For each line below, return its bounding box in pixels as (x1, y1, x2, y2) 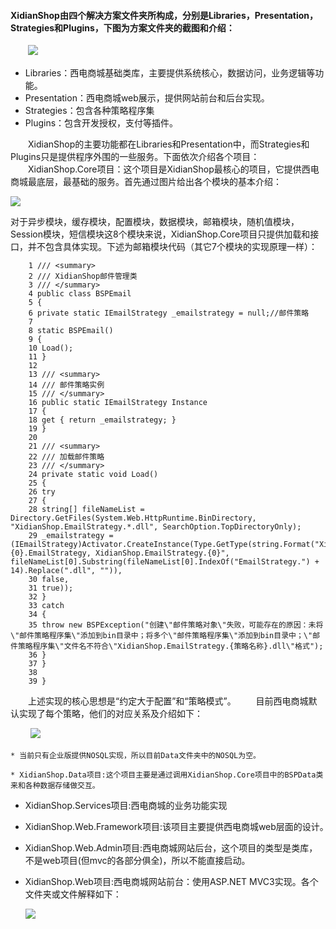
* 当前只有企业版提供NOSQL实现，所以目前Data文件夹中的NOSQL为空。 (10, 751, 261, 761)
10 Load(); (28, 343, 74, 354)
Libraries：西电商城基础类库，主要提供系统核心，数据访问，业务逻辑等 (24, 67, 316, 79)
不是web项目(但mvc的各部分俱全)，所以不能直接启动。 (24, 855, 251, 867)
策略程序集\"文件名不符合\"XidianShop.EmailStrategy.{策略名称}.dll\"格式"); (17, 641, 324, 652)
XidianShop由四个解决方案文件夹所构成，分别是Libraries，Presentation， (10, 9, 319, 21)
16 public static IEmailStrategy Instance (28, 398, 208, 408)
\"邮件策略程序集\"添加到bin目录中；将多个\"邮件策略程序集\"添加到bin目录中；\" (10, 631, 313, 641)
